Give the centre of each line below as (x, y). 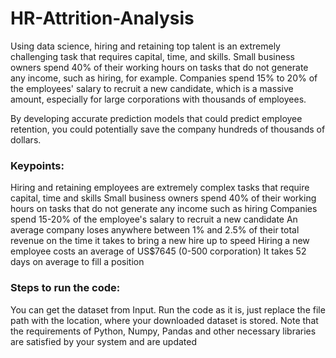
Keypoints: (37, 165)
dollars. (26, 139)
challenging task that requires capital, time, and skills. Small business (152, 56)
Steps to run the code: (65, 288)
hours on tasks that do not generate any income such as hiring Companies (164, 209)
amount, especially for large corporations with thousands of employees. (158, 99)
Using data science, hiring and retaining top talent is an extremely (145, 46)
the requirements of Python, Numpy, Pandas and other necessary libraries (163, 331)
